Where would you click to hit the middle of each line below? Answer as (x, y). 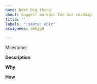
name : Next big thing (28, 10)
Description (18, 57)
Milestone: (16, 48)
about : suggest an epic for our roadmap (49, 15)
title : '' (16, 19)
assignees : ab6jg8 (25, 29)
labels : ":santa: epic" (30, 24)
